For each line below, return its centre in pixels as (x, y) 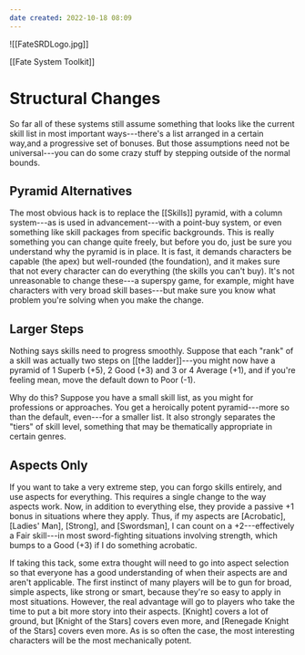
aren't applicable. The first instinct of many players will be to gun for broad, (151, 582)
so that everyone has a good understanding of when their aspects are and (148, 572)
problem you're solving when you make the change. (107, 300)
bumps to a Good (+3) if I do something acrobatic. (103, 545)
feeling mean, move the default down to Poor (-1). (102, 380)
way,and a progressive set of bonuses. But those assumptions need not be (149, 143)
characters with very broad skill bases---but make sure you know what (142, 291)
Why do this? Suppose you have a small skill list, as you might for (132, 398)
